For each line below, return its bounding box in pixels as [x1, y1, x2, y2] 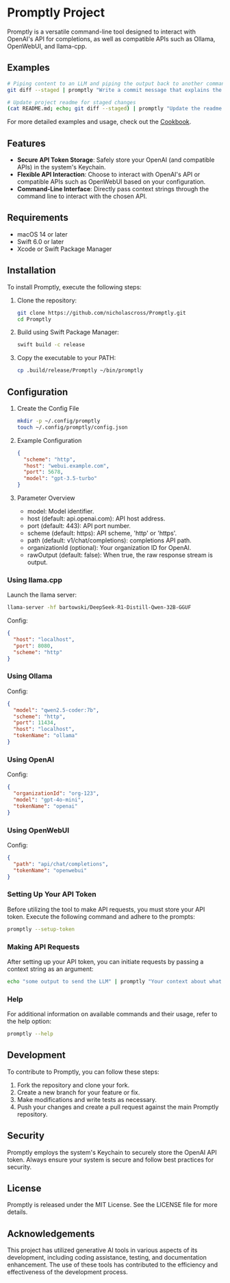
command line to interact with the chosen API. [16, 192, 147, 200]
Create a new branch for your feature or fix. [16, 1088, 140, 1096]
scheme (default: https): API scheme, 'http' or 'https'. [27, 529, 177, 537]
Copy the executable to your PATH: [16, 354, 116, 362]
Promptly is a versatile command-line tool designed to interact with [7, 27, 196, 36]
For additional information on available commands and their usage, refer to [7, 1010, 218, 1018]
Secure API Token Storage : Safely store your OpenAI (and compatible [16, 156, 215, 164]
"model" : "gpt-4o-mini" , [13, 797, 84, 804]
